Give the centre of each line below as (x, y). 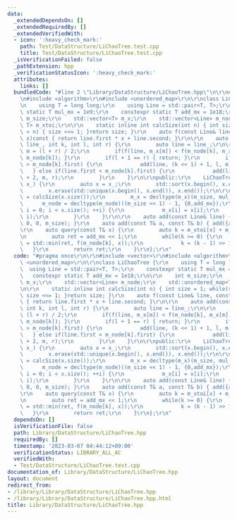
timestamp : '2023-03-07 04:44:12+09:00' (74, 446)
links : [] (35, 86)
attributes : (31, 79)
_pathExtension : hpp (44, 66)
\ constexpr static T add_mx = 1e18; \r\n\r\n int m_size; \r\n (121, 275)
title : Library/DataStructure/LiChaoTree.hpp (75, 505)
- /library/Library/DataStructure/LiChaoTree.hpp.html (90, 498)
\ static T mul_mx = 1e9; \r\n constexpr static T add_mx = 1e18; (123, 112)
